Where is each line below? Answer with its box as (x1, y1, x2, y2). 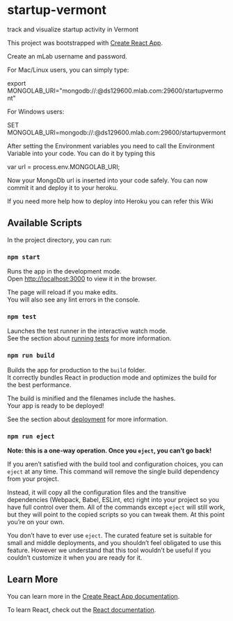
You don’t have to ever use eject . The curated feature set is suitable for (7, 531, 212, 540)
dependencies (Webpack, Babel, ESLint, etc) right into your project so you (7, 495, 220, 503)
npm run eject (7, 432, 55, 440)
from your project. (7, 474, 59, 482)
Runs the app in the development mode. (7, 267, 122, 276)
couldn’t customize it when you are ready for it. (7, 553, 143, 562)
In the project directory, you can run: (7, 235, 112, 244)
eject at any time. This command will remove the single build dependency (7, 467, 220, 475)
